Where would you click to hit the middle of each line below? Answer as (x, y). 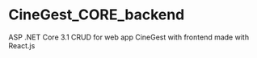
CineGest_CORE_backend (97, 15)
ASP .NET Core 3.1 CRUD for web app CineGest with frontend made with (128, 37)
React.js (22, 45)
